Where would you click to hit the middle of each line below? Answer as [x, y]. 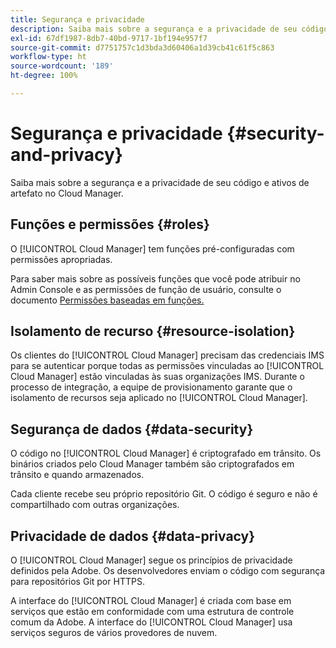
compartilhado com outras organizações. [95, 505]
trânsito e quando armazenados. [77, 475]
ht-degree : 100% [44, 76]
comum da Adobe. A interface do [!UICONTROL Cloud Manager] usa [151, 622]
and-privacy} [66, 155]
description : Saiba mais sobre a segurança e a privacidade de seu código [169, 29]
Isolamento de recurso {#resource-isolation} [153, 331]
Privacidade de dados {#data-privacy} [133, 536]
